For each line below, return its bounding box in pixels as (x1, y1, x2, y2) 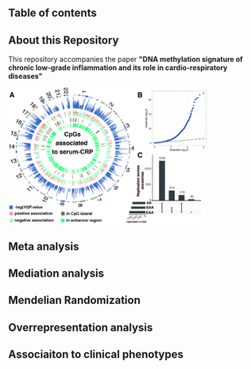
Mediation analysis (8, 266, 105, 280)
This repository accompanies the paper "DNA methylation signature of (8, 55, 244, 64)
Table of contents (8, 6, 97, 20)
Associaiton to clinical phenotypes (8, 348, 184, 361)
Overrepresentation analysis (8, 320, 153, 334)
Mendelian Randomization (8, 293, 141, 307)
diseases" (8, 72, 43, 81)
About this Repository (8, 33, 119, 47)
